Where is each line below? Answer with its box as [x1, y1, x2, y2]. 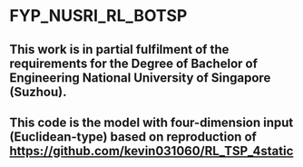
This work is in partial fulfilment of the [9, 42, 230, 57]
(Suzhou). [9, 83, 67, 100]
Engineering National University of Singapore [9, 70, 271, 85]
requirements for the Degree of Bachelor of [9, 55, 259, 71]
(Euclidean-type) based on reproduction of [9, 129, 257, 144]
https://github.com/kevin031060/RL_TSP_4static [9, 142, 294, 159]
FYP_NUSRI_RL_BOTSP [9, 5, 188, 26]
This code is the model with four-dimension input [9, 114, 294, 130]
